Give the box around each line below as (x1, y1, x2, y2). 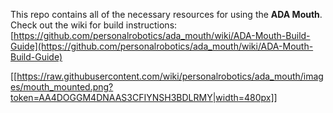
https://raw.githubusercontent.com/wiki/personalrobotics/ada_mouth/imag (16, 70, 324, 82)
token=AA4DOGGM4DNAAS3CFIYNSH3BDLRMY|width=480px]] (10, 92, 278, 103)
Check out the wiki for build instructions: (10, 19, 178, 31)
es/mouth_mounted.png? (10, 81, 114, 93)
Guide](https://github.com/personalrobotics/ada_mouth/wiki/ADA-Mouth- (10, 40, 314, 52)
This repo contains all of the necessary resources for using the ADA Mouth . (10, 9, 323, 20)
